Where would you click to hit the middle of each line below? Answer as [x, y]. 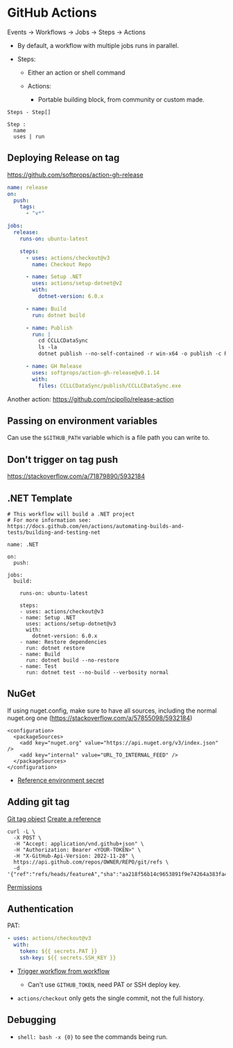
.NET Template [40, 498]
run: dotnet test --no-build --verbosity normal [97, 672]
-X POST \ [27, 837]
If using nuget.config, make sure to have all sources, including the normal [112, 710]
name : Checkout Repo [62, 264]
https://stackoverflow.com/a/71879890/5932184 [76, 476]
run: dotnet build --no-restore [72, 660]
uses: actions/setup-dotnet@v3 [71, 624]
